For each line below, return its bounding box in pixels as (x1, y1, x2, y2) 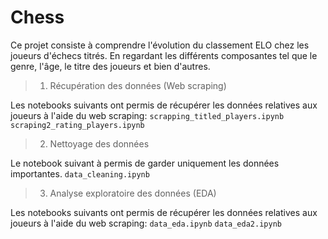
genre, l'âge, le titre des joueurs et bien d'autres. (10, 60, 211, 72)
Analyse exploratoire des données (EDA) (49, 187, 217, 199)
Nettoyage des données (49, 137, 150, 150)
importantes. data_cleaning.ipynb (10, 167, 150, 180)
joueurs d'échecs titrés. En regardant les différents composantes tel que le (10, 49, 318, 61)
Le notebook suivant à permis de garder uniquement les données (10, 157, 280, 169)
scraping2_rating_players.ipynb (10, 120, 145, 130)
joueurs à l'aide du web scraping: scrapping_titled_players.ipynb (10, 109, 285, 121)
